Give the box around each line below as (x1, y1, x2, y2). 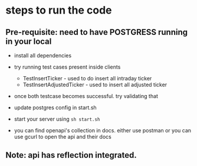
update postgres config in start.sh (14, 104, 97, 111)
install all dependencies (14, 52, 72, 59)
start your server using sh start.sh (14, 116, 100, 122)
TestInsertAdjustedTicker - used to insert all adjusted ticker (22, 81, 168, 88)
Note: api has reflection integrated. (5, 150, 137, 160)
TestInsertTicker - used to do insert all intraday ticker (22, 75, 152, 82)
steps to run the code (5, 4, 113, 17)
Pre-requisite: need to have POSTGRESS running (5, 27, 188, 37)
